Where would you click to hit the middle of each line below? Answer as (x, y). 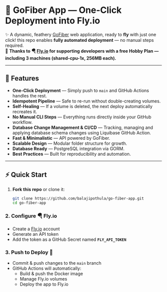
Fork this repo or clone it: (39, 189)
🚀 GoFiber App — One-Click (63, 10)
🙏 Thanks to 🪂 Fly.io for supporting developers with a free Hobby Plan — (82, 51)
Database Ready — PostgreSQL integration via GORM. (68, 148)
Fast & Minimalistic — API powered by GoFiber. (61, 138)
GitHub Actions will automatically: (47, 268)
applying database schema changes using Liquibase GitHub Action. (82, 133)
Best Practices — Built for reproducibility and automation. (72, 154)
